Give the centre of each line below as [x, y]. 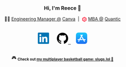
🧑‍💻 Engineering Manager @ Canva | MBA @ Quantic [62, 19]
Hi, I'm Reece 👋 [62, 8]
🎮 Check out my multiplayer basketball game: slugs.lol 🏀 [62, 58]
